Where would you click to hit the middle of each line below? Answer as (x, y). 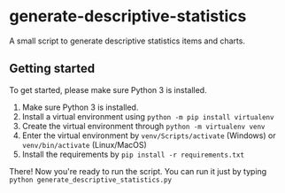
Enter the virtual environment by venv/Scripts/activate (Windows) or (149, 135)
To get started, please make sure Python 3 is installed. (108, 89)
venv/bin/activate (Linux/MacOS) (85, 144)
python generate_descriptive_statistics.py (91, 180)
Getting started (52, 69)
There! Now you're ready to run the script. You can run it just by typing (138, 171)
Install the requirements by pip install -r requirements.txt (133, 154)
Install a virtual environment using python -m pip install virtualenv (148, 116)
